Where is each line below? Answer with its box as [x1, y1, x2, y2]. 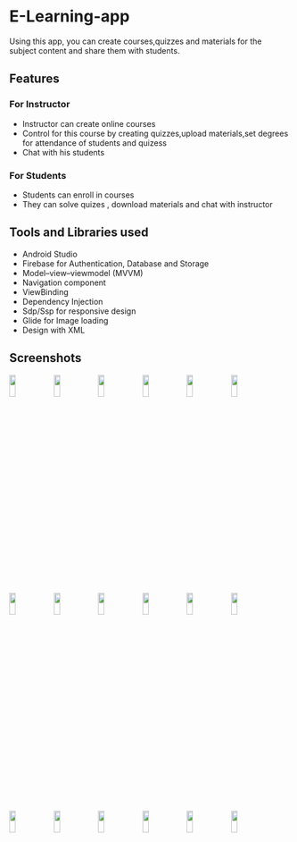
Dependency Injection [21, 296, 103, 307]
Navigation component [21, 277, 107, 288]
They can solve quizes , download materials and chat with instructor [21, 198, 274, 209]
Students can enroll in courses [21, 189, 135, 200]
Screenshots [9, 350, 82, 366]
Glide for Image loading [21, 315, 109, 325]
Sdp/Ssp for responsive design [21, 306, 136, 316]
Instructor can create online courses [21, 118, 156, 129]
